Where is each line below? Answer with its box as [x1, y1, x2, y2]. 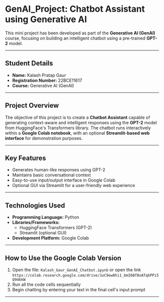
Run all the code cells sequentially [12, 281, 81, 287]
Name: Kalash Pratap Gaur [12, 72, 66, 78]
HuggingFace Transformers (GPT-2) [19, 225, 92, 231]
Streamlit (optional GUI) [19, 230, 67, 236]
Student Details [5, 59, 53, 68]
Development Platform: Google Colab [12, 235, 89, 241]
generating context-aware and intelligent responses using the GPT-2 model [5, 119, 157, 125]
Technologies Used [5, 201, 65, 209]
